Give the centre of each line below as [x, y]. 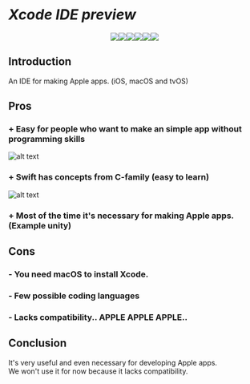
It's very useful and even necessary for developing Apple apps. [113, 362]
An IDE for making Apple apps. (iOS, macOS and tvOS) [99, 81]
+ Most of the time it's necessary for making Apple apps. [121, 216]
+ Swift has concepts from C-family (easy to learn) [109, 177]
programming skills [47, 139]
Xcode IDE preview [72, 15]
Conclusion [38, 344]
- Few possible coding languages [74, 296]
